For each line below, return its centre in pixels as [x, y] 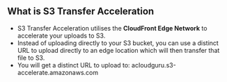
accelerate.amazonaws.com [58, 72]
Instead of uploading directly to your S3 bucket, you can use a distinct [118, 43]
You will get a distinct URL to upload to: [73, 65]
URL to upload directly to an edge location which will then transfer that [118, 50]
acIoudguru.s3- [154, 65]
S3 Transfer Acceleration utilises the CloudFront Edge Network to [112, 28]
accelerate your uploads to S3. [61, 35]
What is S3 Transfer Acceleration [81, 11]
